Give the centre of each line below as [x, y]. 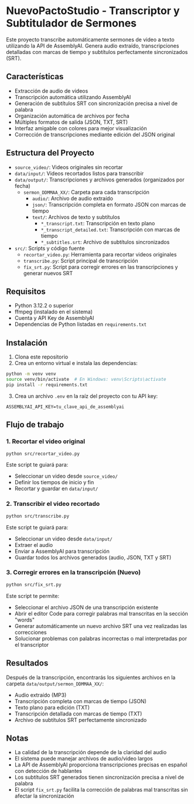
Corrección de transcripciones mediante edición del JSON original [95, 134]
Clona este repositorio [41, 357]
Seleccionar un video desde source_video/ [66, 476]
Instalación [27, 342]
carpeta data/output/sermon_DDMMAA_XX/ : [55, 683]
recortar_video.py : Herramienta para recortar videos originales [100, 254]
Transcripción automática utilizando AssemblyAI [73, 97]
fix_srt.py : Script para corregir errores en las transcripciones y [101, 267]
